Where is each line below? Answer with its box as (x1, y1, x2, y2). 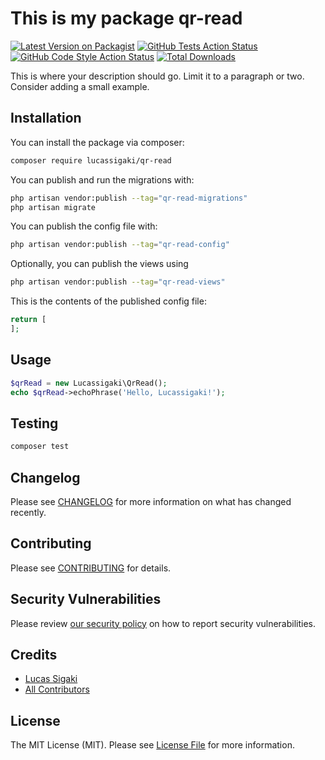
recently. (10, 506, 47, 518)
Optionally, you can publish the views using (10, 258, 189, 270)
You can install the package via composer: (10, 136, 185, 148)
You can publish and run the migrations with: (10, 173, 195, 186)
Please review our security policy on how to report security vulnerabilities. (10, 617, 316, 629)
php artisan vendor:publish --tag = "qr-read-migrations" (10, 193, 248, 203)
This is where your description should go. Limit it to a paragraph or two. (10, 70, 305, 82)
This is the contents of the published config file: (10, 295, 207, 307)
